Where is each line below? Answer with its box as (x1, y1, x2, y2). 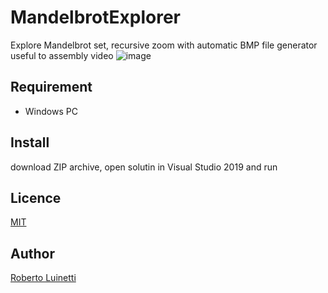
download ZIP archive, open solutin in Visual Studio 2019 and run (10, 161, 278, 173)
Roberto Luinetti (10, 272, 77, 284)
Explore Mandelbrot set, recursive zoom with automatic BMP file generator (10, 39, 318, 51)
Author (10, 245, 55, 262)
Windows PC (24, 105, 78, 117)
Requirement (10, 79, 93, 96)
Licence (10, 189, 62, 206)
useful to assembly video (10, 49, 114, 61)
